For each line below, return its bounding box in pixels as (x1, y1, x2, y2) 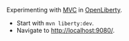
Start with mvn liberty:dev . (16, 19, 95, 27)
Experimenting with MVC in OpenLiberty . (6, 6, 122, 14)
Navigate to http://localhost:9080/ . (16, 27, 115, 34)
